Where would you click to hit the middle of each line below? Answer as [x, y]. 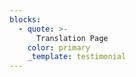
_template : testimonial [77, 57]
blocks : [25, 19]
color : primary [59, 47]
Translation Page [72, 38]
